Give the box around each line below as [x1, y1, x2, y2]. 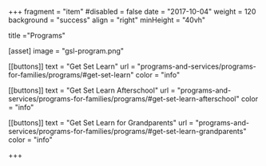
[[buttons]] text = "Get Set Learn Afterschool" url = [8, 85, 176, 95]
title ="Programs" [8, 31, 66, 40]
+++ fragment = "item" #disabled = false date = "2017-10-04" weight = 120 [8, 7, 256, 16]
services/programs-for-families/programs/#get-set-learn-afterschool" [8, 94, 240, 103]
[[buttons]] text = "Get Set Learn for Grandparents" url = [8, 118, 194, 127]
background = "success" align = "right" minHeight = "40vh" [8, 15, 206, 25]
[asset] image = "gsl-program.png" [8, 46, 125, 55]
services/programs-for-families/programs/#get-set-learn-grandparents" [8, 127, 247, 136]
